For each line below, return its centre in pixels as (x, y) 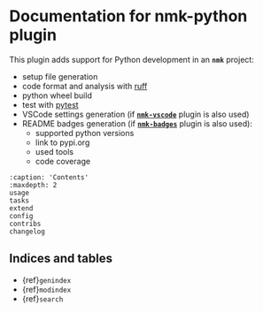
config (21, 216)
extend (21, 208)
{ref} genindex (46, 279)
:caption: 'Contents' (49, 177)
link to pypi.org (62, 142)
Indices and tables (61, 259)
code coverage (63, 161)
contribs (25, 224)
